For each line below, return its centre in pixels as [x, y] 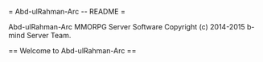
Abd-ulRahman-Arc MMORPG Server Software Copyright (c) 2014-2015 [127, 27]
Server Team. [49, 35]
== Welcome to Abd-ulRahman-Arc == [72, 50]
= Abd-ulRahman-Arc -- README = [67, 12]
